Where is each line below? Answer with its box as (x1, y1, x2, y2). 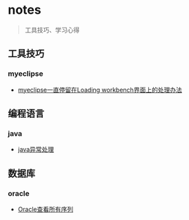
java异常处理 (17, 146, 54, 154)
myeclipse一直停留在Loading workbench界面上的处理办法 (17, 86, 182, 94)
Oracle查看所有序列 (17, 206, 74, 213)
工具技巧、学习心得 (24, 26, 80, 34)
